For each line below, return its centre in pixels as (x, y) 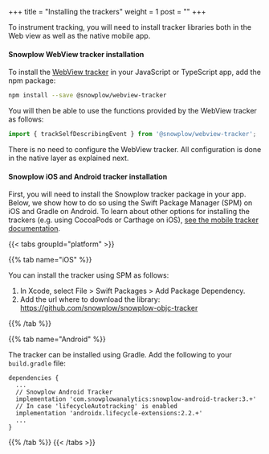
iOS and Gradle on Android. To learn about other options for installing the (129, 212)
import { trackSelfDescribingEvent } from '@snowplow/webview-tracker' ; (132, 134)
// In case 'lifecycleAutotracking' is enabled (97, 407)
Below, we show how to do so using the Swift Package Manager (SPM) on (130, 203)
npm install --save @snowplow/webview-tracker (88, 96)
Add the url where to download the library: (90, 299)
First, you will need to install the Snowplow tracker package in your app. (127, 194)
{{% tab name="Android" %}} (57, 339)
